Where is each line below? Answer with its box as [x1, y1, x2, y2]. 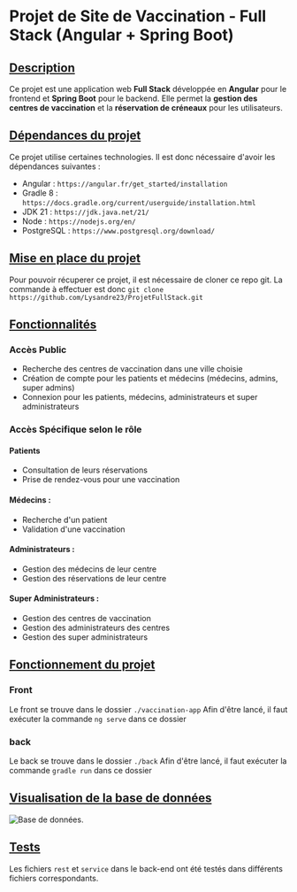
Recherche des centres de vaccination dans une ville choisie [21, 364, 243, 374]
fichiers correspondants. [9, 873, 99, 883]
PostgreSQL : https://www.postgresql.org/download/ [21, 225, 215, 235]
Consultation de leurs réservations [21, 465, 148, 475]
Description [9, 60, 75, 75]
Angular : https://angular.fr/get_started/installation [21, 178, 228, 188]
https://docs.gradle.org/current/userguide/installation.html [21, 198, 256, 207]
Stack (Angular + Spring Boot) [9, 25, 234, 45]
